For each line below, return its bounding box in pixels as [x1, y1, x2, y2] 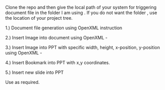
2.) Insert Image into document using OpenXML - [5, 35, 108, 40]
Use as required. [5, 79, 40, 85]
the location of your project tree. [5, 15, 73, 21]
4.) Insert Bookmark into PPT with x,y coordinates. [5, 60, 110, 65]
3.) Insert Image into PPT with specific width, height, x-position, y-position [5, 44, 160, 50]
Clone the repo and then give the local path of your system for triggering [5, 5, 157, 10]
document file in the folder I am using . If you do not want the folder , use [5, 10, 157, 16]
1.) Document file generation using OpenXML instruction [5, 25, 122, 31]
